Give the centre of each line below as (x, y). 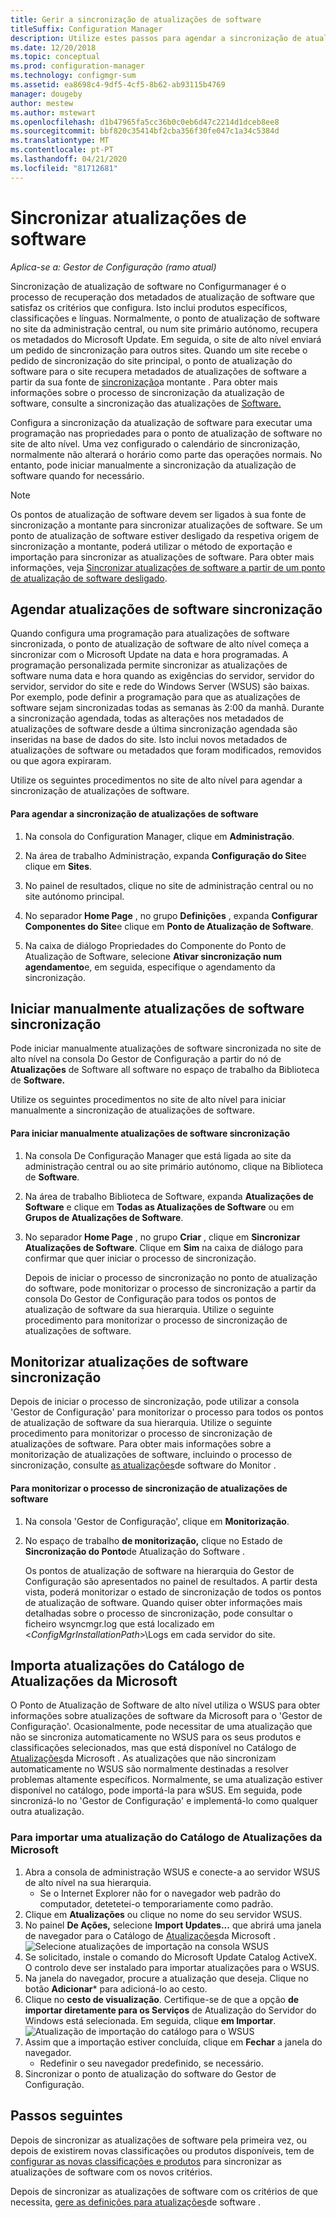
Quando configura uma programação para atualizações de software (150, 633)
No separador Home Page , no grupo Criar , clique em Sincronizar (162, 1237)
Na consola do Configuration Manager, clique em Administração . (159, 836)
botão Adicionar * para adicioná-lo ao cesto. (116, 1988)
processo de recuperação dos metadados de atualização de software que (162, 297)
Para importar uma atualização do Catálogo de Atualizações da (166, 1838)
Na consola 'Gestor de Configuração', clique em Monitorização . (157, 1521)
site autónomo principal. (74, 896)
